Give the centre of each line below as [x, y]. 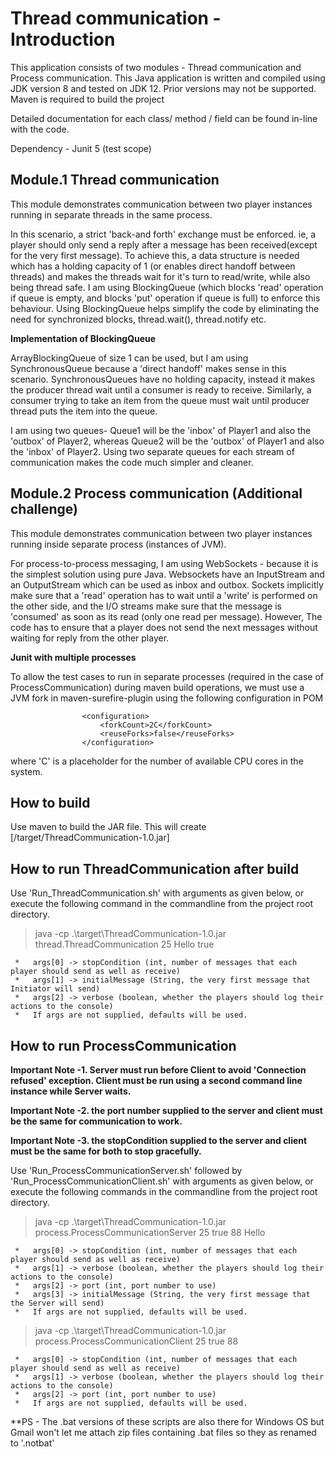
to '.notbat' [32, 1443]
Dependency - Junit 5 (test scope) [81, 148]
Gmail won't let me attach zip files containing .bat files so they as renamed [163, 1432]
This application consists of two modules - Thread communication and [156, 67]
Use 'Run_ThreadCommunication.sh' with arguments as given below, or [157, 893]
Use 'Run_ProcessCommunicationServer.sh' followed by [126, 1170]
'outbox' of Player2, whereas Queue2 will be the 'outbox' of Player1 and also [167, 441]
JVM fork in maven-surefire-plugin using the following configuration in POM [167, 698]
